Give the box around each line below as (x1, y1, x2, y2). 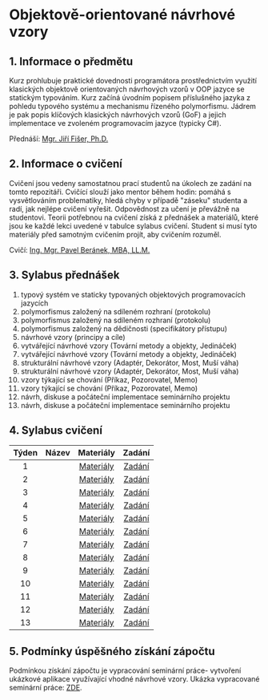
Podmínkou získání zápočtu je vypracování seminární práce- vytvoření (9, 666, 242, 675)
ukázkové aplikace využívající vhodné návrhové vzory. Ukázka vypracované (9, 674, 260, 684)
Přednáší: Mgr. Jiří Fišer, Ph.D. (9, 134, 109, 144)
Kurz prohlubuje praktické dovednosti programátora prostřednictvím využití (9, 76, 257, 85)
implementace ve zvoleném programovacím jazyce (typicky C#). (9, 119, 222, 127)
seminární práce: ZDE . (9, 683, 82, 693)
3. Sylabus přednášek (9, 269, 120, 282)
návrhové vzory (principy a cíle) (20, 332, 126, 342)
